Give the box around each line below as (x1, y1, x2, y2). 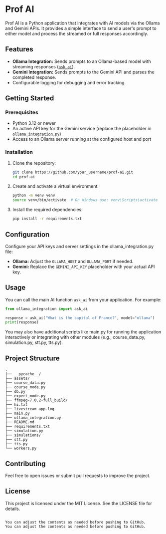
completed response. (12, 74, 56, 80)
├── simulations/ (5, 433, 41, 438)
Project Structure (5, 354, 60, 362)
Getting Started (5, 94, 54, 103)
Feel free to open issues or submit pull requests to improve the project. (5, 473, 151, 479)
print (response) (5, 320, 39, 325)
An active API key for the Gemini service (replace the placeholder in (12, 126, 152, 132)
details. (5, 506, 20, 512)
